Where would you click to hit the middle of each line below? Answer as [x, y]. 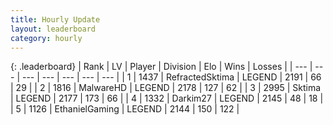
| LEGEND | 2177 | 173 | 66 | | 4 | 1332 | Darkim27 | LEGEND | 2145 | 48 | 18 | [167, 98]
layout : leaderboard [53, 29]
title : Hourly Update [55, 19]
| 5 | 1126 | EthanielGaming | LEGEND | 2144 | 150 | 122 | [125, 109]
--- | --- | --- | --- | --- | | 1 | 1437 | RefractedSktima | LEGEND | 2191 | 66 [171, 77]
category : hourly [46, 38]
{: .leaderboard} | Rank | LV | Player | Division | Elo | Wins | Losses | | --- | [161, 67]
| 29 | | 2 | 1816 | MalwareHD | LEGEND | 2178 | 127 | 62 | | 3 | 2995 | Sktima [166, 88]
